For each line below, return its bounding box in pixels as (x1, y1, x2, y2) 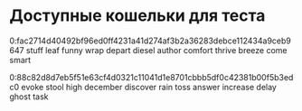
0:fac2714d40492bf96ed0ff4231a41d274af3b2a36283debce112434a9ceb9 (9, 35, 291, 46)
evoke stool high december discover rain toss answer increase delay (21, 81, 278, 92)
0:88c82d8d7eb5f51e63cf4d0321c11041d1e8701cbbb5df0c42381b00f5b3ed (9, 71, 294, 82)
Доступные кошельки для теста (9, 5, 266, 26)
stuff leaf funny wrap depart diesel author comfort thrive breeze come (25, 44, 288, 55)
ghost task (9, 91, 49, 102)
